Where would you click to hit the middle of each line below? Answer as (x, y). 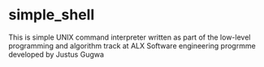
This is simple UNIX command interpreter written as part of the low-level (130, 37)
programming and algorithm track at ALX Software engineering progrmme (132, 45)
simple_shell (52, 15)
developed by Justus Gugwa (56, 54)
